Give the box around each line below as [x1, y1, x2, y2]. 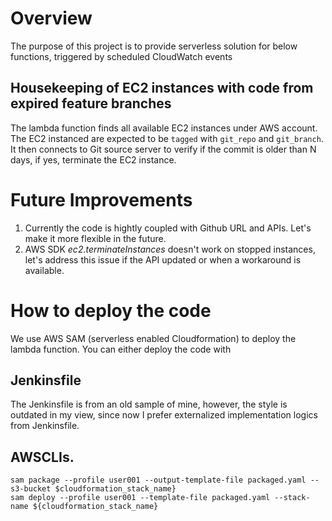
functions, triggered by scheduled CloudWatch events [10, 50, 233, 62]
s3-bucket [10, 484, 52, 494]
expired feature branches [10, 95, 172, 112]
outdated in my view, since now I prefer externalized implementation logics [10, 409, 318, 421]
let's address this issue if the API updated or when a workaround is [24, 253, 302, 266]
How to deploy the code [10, 299, 212, 322]
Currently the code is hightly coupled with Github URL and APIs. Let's [24, 222, 312, 234]
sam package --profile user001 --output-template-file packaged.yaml [10, 475, 307, 486]
